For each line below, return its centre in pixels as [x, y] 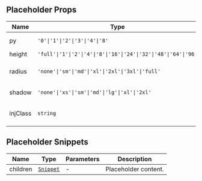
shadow [20, 92]
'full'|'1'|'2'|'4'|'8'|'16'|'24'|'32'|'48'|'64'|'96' [118, 54]
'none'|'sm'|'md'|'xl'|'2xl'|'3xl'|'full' [99, 71]
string [47, 113]
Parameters [82, 159]
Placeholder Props [41, 10]
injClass [20, 113]
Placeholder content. [134, 169]
